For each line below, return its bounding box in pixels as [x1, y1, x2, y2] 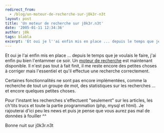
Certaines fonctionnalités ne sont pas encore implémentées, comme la [5, 77, 147, 83]
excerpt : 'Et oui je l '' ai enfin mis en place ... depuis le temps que [5, 39, 154, 44]
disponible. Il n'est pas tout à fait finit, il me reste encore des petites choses [5, 63, 157, 68]
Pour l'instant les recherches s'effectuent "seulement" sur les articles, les [5, 97, 153, 103]
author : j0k [5, 30, 29, 35]
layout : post [5, 16, 32, 21]
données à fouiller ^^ [5, 113, 47, 119]
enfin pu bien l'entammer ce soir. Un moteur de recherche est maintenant [5, 57, 153, 64]
